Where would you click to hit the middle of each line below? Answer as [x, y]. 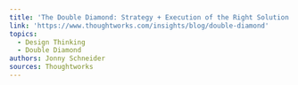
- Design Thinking [52, 42]
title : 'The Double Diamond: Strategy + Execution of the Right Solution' [151, 17]
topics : [24, 34]
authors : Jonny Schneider [57, 58]
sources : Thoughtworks [51, 67]
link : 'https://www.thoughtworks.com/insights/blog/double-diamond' [139, 26]
